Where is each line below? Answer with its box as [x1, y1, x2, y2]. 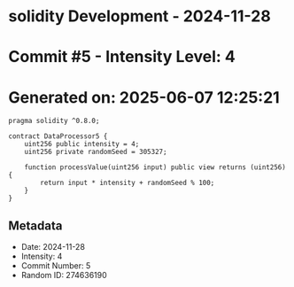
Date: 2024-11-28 [20, 242, 86, 252]
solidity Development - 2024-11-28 [8, 6, 271, 27]
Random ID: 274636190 [20, 270, 107, 281]
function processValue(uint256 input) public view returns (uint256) [24, 163, 287, 172]
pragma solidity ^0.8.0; [8, 117, 100, 126]
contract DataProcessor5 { [8, 132, 108, 141]
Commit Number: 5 [20, 260, 91, 271]
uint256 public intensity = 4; [24, 140, 140, 149]
